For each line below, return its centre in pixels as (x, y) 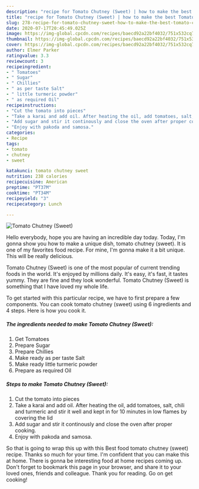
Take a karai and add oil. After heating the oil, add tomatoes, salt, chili (99, 406)
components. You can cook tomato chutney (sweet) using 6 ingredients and (99, 304)
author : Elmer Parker (33, 50)
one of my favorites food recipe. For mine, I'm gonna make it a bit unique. (96, 250)
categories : (21, 133)
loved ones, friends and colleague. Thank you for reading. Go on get (89, 474)
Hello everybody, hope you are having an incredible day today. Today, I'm (96, 237)
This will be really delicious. (40, 256)
